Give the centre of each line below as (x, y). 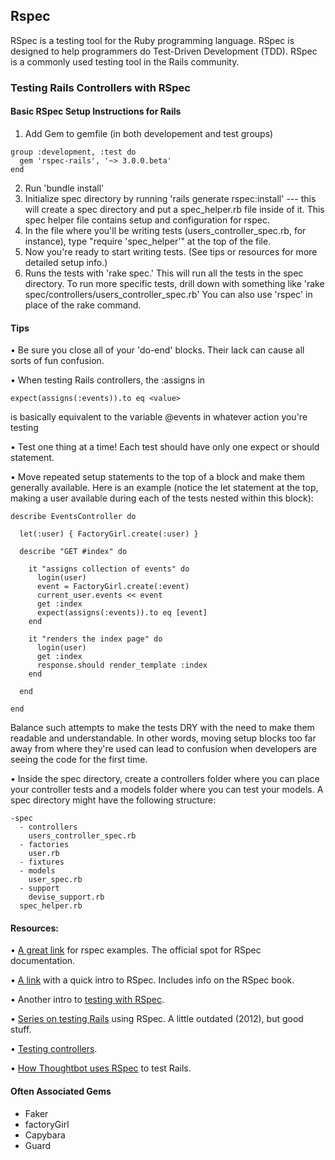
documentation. (43, 961)
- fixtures (42, 862)
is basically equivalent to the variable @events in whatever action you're (159, 417)
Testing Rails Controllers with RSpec (100, 87)
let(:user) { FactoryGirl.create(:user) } (109, 534)
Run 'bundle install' (64, 188)
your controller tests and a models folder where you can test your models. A (167, 790)
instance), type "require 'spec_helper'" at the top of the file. (148, 241)
